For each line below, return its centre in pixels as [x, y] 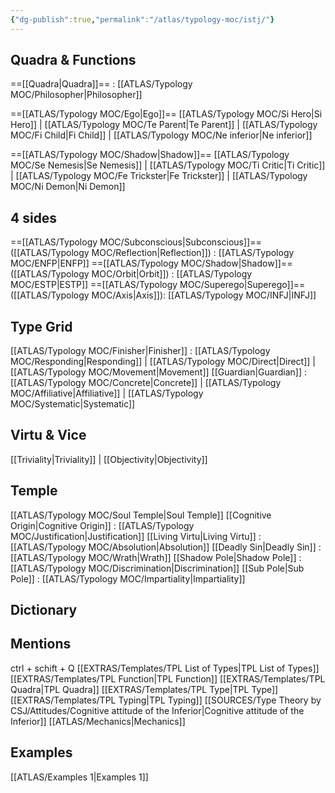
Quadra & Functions [73, 60]
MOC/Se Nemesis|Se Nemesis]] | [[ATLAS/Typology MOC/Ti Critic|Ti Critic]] [168, 165]
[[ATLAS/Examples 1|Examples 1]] [79, 777]
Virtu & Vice [48, 435]
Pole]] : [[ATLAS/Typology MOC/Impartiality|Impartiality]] [128, 578]
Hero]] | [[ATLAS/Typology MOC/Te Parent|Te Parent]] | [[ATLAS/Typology [164, 125]
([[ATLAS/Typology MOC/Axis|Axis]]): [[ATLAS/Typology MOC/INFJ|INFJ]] [163, 295]
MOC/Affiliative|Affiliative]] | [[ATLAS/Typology [107, 393]
